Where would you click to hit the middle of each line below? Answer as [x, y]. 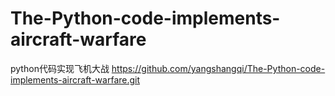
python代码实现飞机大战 [60, 68]
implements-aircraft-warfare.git [75, 79]
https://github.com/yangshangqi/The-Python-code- [218, 68]
